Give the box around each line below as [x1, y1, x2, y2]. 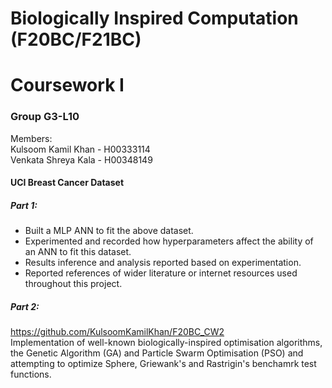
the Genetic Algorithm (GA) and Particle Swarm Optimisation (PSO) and [10, 347, 304, 359]
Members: [10, 132, 53, 144]
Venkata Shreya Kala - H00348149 [10, 153, 153, 166]
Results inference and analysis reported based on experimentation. [24, 257, 302, 269]
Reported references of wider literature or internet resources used [24, 267, 298, 279]
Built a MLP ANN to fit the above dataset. [24, 225, 194, 237]
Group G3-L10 [10, 110, 80, 124]
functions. [10, 368, 52, 381]
